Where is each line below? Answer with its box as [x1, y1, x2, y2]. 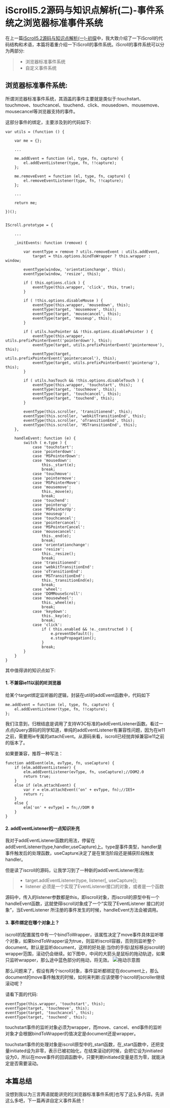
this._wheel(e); [41, 600, 76, 605]
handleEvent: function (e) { [14, 435, 76, 441]
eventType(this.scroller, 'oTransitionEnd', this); [23, 418, 135, 423]
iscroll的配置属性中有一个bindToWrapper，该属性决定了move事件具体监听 [5, 932, 159, 938]
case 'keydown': [32, 609, 67, 614]
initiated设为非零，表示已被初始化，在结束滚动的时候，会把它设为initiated [9, 1048, 163, 1054]
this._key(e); [41, 613, 72, 618]
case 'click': [32, 622, 62, 627]
